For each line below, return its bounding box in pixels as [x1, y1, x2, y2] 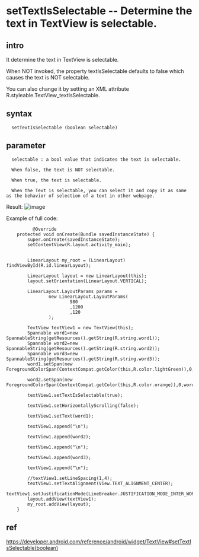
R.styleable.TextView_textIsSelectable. [6, 92, 100, 98]
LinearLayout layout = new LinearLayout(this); [27, 273, 147, 279]
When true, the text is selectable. [11, 177, 102, 183]
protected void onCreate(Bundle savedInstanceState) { [17, 231, 155, 237]
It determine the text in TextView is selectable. [6, 56, 119, 63]
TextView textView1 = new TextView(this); [27, 324, 134, 330]
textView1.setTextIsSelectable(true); [27, 392, 123, 398]
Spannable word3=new [27, 351, 78, 357]
